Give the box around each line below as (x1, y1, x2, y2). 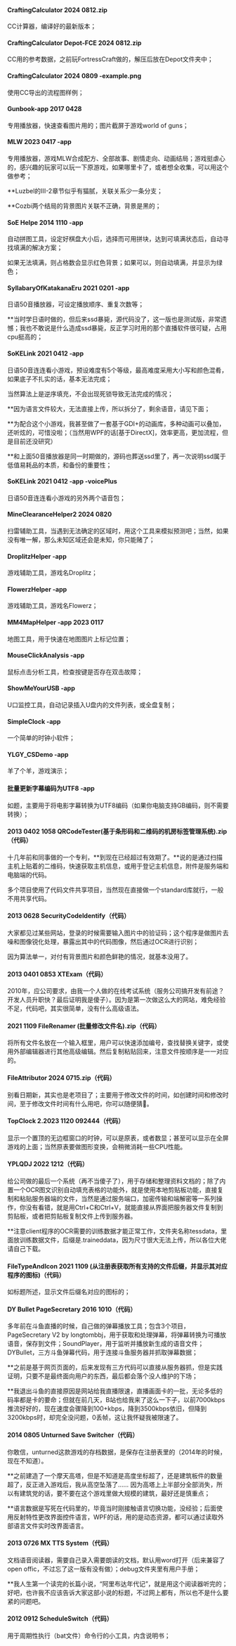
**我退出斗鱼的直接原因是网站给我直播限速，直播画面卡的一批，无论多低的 (7, 1387, 223, 1395)
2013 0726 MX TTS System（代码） (7, 1539, 114, 1548)
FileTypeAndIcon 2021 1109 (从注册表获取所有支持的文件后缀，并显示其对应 (7, 1262, 228, 1270)
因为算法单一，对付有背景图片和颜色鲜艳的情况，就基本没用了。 (7, 952, 192, 961)
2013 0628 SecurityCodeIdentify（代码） (7, 912, 131, 920)
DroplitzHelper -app (7, 552, 67, 560)
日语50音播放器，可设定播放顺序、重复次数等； (7, 300, 145, 309)
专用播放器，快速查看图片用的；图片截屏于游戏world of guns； (7, 121, 190, 129)
